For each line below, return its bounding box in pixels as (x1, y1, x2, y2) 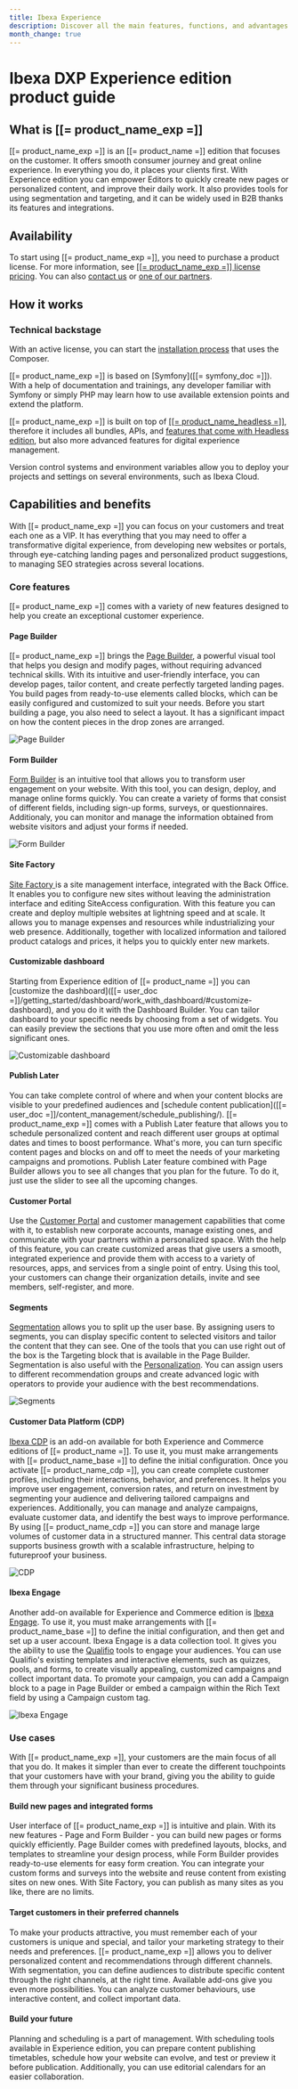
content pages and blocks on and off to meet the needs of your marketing (9, 1147, 280, 1158)
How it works (9, 297, 84, 312)
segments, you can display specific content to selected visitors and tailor (9, 1331, 277, 1342)
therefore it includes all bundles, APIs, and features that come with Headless (9, 425, 289, 436)
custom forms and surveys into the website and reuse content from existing (9, 1867, 286, 1879)
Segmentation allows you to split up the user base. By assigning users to (9, 1321, 276, 1332)
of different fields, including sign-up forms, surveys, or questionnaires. (9, 802, 269, 813)
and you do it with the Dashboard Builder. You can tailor (55, 1004, 260, 1015)
